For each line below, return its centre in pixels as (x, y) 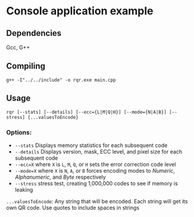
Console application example (80, 11)
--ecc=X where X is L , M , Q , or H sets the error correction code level (95, 164)
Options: (19, 132)
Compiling (26, 66)
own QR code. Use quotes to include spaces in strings (73, 207)
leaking (24, 190)
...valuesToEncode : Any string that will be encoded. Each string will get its (97, 201)
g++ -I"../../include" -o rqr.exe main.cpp (61, 80)
